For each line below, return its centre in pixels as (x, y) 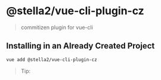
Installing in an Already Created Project (80, 46)
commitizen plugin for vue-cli (57, 27)
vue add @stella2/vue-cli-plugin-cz (52, 60)
